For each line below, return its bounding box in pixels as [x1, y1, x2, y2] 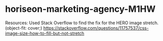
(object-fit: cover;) [5, 25, 42, 31]
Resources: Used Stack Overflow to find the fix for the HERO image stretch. [5, 20, 159, 26]
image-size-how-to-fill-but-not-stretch [5, 30, 84, 36]
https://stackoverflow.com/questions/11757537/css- [43, 25, 149, 31]
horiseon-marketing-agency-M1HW [5, 3, 156, 15]
